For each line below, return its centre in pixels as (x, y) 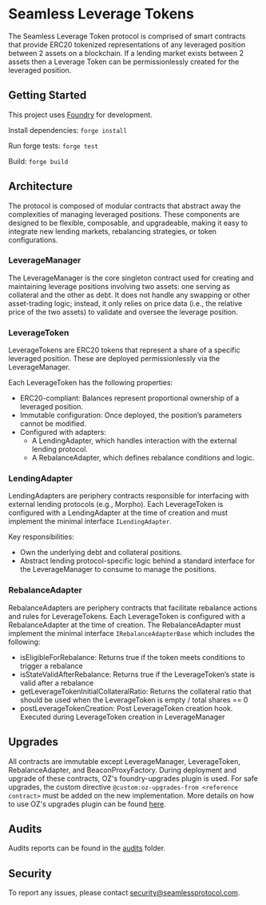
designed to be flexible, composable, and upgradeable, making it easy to (128, 223)
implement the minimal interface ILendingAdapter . (90, 521)
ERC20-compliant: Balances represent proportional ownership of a (129, 398)
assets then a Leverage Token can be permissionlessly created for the (124, 62)
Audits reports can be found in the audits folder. (87, 848)
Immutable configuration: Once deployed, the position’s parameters (131, 415)
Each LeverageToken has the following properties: (91, 383)
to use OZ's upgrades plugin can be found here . (87, 804)
